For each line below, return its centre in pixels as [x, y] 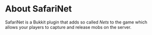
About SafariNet [38, 9]
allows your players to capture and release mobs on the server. [68, 27]
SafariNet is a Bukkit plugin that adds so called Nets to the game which [76, 22]
